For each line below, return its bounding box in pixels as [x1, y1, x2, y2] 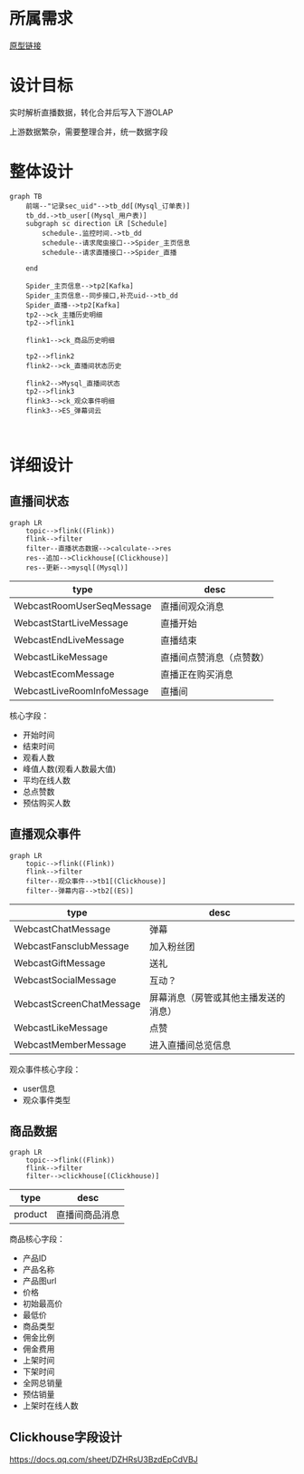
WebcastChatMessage [14, 922, 111, 935]
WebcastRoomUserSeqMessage [14, 600, 152, 612]
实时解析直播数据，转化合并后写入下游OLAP [9, 106, 174, 118]
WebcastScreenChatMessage [14, 997, 141, 1010]
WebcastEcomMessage [14, 668, 115, 680]
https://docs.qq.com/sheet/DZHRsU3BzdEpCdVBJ [9, 1454, 199, 1465]
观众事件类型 [22, 1094, 71, 1105]
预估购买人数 [22, 797, 71, 808]
